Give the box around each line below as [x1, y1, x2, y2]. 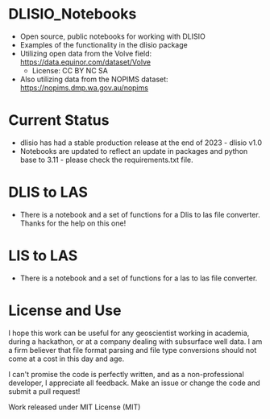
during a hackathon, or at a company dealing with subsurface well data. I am [8, 336, 263, 346]
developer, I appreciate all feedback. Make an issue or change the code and [8, 378, 260, 388]
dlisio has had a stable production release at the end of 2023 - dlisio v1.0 [19, 138, 263, 147]
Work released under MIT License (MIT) [8, 402, 141, 412]
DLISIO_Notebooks [8, 5, 137, 23]
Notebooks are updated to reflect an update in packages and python [19, 146, 248, 156]
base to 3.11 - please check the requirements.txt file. [19, 155, 193, 164]
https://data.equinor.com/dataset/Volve [19, 57, 152, 67]
